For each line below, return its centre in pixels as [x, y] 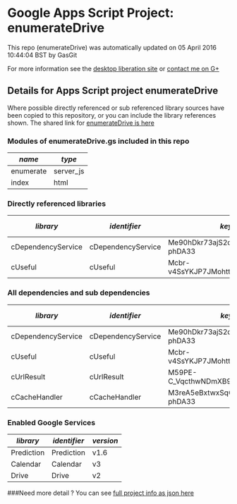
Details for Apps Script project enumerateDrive [113, 91]
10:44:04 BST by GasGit [42, 55]
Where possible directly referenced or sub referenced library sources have [116, 108]
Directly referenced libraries [57, 204]
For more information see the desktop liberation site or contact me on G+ [114, 68]
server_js [69, 171]
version [105, 441]
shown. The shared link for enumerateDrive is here [81, 123]
